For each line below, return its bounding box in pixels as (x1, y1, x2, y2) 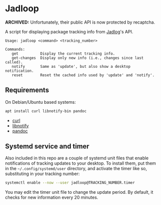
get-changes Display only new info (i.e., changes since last (11, 55, 144, 60)
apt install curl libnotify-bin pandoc (5, 109, 87, 114)
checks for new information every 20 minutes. (5, 195, 98, 201)
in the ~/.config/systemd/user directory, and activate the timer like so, (5, 166, 147, 172)
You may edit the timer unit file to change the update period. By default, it (5, 189, 154, 195)
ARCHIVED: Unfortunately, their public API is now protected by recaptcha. (5, 19, 156, 25)
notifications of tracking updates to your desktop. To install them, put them (5, 160, 156, 166)
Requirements (5, 86, 49, 94)
